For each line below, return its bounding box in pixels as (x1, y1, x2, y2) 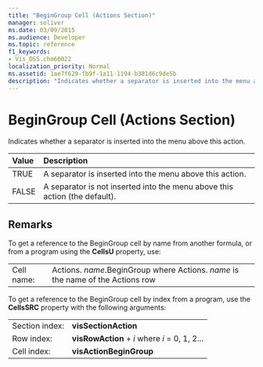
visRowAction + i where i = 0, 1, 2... (71, 333, 204, 344)
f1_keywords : (8, 48, 51, 56)
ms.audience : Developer (8, 33, 86, 42)
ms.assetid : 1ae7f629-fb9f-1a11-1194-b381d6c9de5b (8, 70, 177, 78)
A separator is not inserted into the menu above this (42, 181, 233, 192)
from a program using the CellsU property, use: (8, 247, 161, 256)
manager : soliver (8, 19, 65, 27)
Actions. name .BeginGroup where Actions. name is (52, 264, 240, 275)
